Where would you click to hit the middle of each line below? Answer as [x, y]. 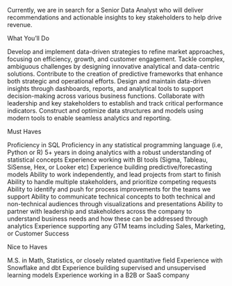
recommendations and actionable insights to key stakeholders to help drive [115, 17]
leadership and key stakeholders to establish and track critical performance [115, 103]
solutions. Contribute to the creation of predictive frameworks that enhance [115, 74]
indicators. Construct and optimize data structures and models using [105, 111]
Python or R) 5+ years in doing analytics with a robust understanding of [109, 152]
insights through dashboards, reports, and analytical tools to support [105, 89]
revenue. [20, 25]
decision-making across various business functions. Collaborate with [106, 96]
